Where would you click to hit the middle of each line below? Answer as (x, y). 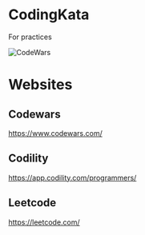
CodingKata (49, 15)
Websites (40, 85)
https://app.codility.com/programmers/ (72, 177)
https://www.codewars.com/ (55, 133)
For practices (30, 37)
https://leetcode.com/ (44, 222)
